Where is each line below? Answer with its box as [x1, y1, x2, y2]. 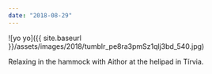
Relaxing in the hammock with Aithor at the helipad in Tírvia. [8, 57, 204, 66]
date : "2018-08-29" [8, 11, 73, 20]
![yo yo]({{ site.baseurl [8, 33, 81, 43]
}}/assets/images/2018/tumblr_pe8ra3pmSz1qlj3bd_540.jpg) [8, 41, 205, 51]
